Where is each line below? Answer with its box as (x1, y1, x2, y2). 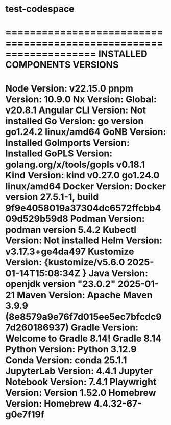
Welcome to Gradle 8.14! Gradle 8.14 (5, 332, 162, 344)
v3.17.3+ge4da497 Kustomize (5, 245, 134, 257)
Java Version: (88, 267, 149, 279)
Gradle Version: (70, 322, 139, 333)
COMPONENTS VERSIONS (5, 59, 119, 71)
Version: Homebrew (5, 397, 92, 409)
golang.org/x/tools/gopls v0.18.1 (5, 159, 145, 170)
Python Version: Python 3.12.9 (5, 343, 137, 355)
